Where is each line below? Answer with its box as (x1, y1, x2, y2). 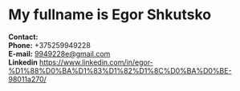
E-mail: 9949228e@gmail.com (8, 49, 111, 58)
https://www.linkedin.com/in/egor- (39, 57, 154, 67)
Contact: (8, 32, 39, 42)
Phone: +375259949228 (8, 40, 91, 49)
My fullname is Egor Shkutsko (8, 6, 211, 24)
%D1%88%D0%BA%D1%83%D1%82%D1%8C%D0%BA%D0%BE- (8, 65, 232, 75)
